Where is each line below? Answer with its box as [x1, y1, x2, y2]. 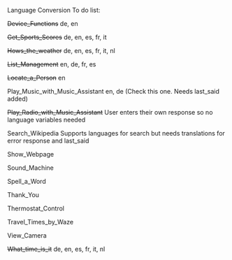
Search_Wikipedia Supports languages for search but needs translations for [7, 129, 226, 137]
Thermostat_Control [7, 204, 65, 212]
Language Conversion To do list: [7, 6, 101, 14]
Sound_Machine [7, 164, 54, 172]
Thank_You [7, 191, 40, 198]
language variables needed [7, 115, 86, 124]
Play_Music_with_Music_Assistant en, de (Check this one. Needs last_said [7, 87, 220, 95]
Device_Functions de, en [7, 20, 78, 27]
